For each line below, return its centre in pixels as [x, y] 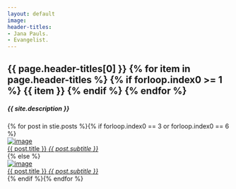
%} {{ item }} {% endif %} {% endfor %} [97, 91]
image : [17, 20]
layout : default [31, 14]
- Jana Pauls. [28, 33]
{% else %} [24, 157]
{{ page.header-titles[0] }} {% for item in [99, 69]
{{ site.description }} [39, 109]
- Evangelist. [28, 40]
